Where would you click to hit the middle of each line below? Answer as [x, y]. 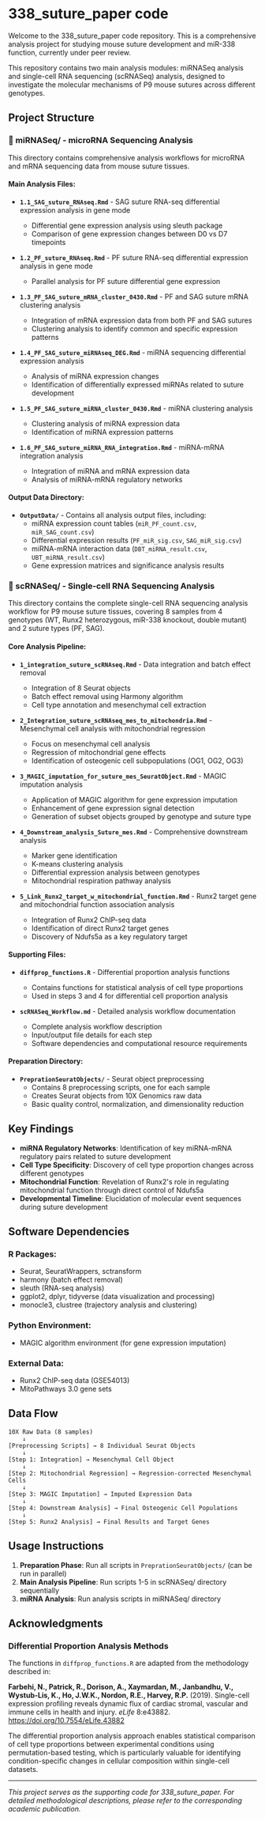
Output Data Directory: [46, 497]
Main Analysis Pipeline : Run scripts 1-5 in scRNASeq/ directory [123, 1581]
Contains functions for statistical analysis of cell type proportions [137, 987]
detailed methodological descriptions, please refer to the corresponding [125, 1800]
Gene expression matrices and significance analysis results [128, 565]
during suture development [63, 1207]
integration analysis [51, 455]
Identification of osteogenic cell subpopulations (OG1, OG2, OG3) [137, 761]
